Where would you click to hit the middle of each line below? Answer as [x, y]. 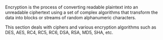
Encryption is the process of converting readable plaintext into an [72, 7]
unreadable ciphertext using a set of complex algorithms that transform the [81, 12]
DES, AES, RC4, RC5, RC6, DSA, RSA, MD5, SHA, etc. [59, 32]
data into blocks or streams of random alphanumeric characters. [71, 18]
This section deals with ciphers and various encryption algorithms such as [81, 27]
